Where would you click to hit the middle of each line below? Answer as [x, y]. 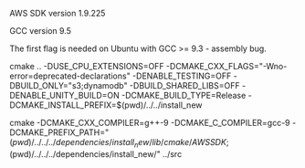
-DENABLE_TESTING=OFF [182, 76]
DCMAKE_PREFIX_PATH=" [59, 132]
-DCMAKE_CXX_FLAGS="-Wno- [226, 66]
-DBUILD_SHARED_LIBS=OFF [184, 85]
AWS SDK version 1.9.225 [58, 13]
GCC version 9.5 [40, 31]
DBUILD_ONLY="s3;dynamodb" [68, 85]
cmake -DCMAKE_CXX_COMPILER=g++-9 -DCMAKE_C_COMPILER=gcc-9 [150, 123]
